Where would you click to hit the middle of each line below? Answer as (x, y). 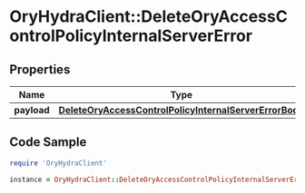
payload (32, 110)
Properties (40, 69)
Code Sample (48, 142)
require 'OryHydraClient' (58, 163)
